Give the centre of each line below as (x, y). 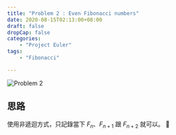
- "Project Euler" (46, 45)
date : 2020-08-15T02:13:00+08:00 (55, 20)
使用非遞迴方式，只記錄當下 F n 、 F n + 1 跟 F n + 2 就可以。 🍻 (88, 125)
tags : (15, 52)
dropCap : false (29, 32)
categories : (24, 39)
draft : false (26, 26)
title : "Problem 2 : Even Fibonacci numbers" (73, 13)
